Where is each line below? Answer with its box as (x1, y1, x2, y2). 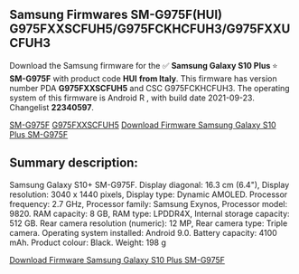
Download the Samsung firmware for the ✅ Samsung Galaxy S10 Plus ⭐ (9, 60, 278, 71)
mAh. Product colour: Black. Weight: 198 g (9, 237, 167, 248)
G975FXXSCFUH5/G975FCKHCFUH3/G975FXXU (9, 22, 291, 37)
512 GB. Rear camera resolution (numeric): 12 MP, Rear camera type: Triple (9, 217, 288, 229)
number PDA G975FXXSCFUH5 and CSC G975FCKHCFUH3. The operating (9, 82, 291, 93)
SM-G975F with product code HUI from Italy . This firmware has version (9, 72, 277, 84)
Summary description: (9, 156, 138, 171)
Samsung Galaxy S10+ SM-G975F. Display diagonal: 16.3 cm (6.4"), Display (9, 179, 290, 190)
